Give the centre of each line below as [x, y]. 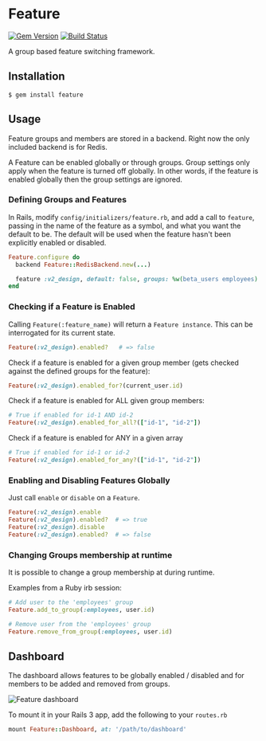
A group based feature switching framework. [82, 51]
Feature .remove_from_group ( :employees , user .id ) [90, 631]
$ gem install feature [46, 95]
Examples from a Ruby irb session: [65, 588]
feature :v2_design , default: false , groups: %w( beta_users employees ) [137, 279]
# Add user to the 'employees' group [71, 602]
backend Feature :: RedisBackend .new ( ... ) [83, 265]
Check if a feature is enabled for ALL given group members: [106, 401]
